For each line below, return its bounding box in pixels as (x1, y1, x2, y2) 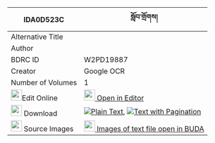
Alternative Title (11, 32, 63, 42)
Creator (11, 66, 37, 76)
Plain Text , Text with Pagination (90, 106, 202, 116)
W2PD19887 (83, 55, 128, 64)
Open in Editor (97, 93, 145, 103)
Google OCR (83, 66, 125, 76)
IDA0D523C (23, 14, 65, 24)
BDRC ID (11, 55, 40, 64)
